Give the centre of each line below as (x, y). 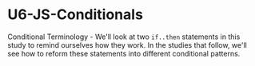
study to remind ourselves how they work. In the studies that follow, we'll (127, 45)
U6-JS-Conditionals (75, 15)
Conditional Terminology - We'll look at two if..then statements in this (124, 37)
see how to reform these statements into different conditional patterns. (124, 53)
